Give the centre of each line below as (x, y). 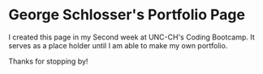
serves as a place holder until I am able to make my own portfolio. (118, 45)
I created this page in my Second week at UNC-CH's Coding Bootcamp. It (132, 37)
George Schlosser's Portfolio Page (127, 15)
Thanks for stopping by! (48, 61)
